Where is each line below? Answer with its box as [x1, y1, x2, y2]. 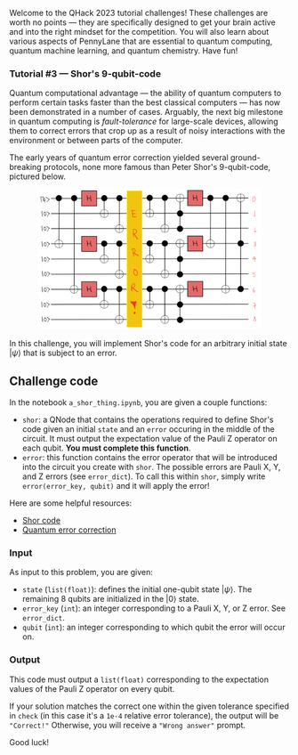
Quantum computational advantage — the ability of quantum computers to [9, 88, 282, 99]
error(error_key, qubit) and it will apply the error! [21, 481, 211, 491]
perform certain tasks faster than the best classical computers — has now [9, 97, 281, 108]
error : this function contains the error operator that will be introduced [21, 452, 278, 463]
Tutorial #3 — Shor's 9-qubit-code [9, 67, 162, 79]
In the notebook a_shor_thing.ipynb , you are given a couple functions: [9, 397, 268, 408]
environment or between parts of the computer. [9, 135, 184, 146]
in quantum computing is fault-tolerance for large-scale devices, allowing [9, 116, 278, 127]
